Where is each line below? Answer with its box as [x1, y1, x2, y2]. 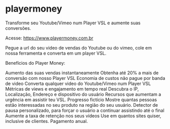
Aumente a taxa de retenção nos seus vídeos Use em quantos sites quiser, [5, 112, 161, 119]
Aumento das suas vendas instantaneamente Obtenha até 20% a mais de [5, 69, 159, 76]
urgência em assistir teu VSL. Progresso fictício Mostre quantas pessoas [5, 97, 157, 103]
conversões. [5, 25, 31, 31]
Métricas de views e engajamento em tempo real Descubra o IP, [5, 85, 139, 92]
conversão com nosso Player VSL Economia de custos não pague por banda [5, 75, 165, 81]
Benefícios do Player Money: [5, 60, 65, 66]
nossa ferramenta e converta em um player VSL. [5, 50, 107, 56]
